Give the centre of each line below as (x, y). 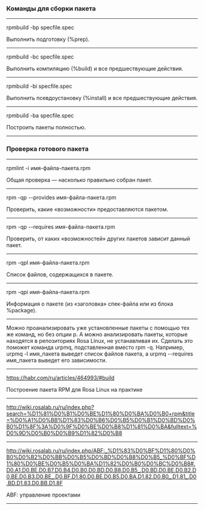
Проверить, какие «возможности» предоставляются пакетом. (87, 209)
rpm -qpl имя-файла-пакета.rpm (48, 262)
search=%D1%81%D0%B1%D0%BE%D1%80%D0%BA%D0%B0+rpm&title (101, 414)
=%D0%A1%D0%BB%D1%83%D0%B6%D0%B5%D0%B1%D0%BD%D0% (101, 420)
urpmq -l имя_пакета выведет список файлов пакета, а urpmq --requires (100, 354)
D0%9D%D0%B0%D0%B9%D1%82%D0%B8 (64, 433)
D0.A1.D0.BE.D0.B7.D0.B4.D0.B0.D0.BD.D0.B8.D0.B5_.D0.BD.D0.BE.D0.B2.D (101, 470)
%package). (22, 310)
